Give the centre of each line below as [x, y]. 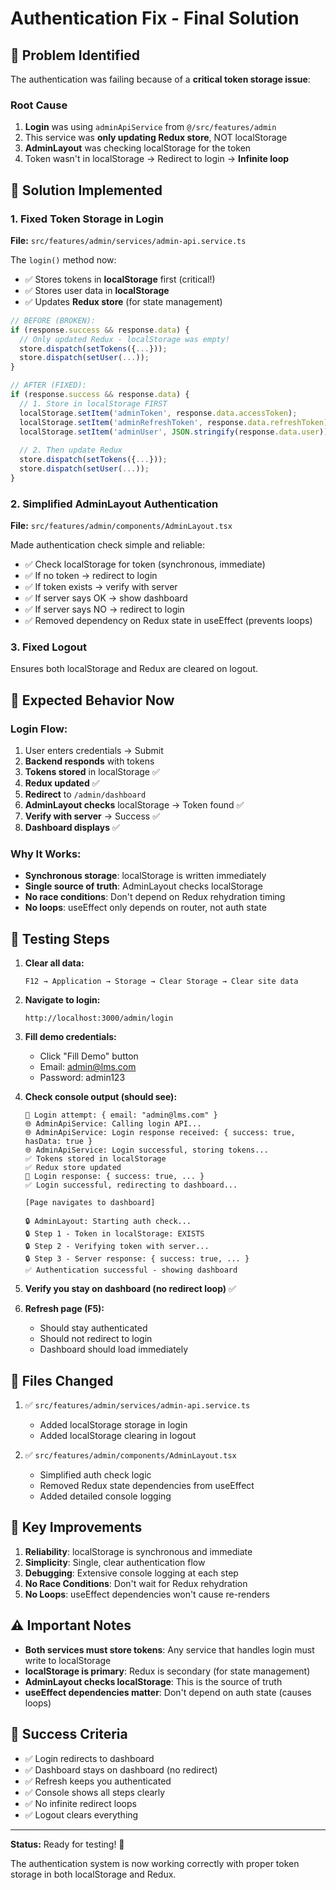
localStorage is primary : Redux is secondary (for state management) [167, 1671]
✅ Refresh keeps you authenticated [98, 1781]
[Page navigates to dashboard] [90, 1203]
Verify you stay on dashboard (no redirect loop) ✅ [130, 1289]
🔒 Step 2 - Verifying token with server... [117, 1247]
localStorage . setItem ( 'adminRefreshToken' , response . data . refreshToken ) [174, 422]
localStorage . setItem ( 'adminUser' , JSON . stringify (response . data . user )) [174, 432]
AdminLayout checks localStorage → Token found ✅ [134, 805]
